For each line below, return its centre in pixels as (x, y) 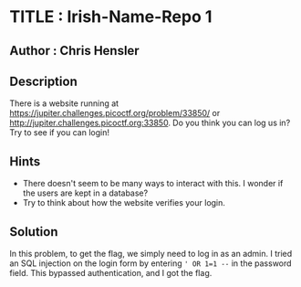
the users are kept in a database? (85, 193)
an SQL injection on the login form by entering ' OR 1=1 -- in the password (150, 263)
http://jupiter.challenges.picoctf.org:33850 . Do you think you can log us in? (150, 123)
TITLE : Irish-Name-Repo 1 (111, 17)
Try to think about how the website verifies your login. (124, 203)
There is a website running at (64, 103)
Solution (34, 232)
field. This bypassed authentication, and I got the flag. (111, 273)
